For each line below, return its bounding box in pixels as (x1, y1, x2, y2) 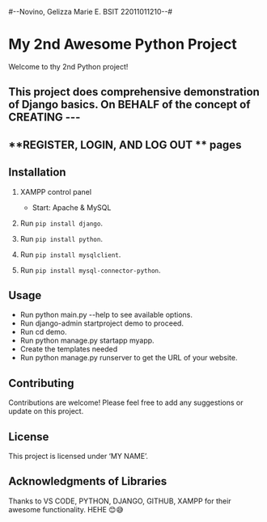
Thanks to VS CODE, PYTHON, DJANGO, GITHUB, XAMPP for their (8, 496, 232, 506)
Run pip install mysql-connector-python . (19, 265, 161, 275)
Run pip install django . (19, 218, 104, 228)
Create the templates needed (19, 344, 118, 354)
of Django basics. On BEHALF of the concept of (8, 98, 251, 112)
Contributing (8, 376, 74, 390)
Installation (8, 166, 66, 179)
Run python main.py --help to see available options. (19, 310, 193, 320)
